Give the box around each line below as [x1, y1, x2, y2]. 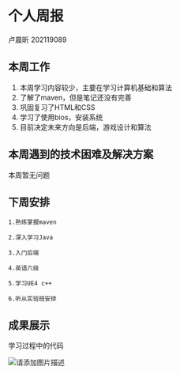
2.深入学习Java [8, 234, 54, 242]
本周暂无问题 [8, 170, 50, 179]
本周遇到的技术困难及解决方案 [8, 148, 154, 161]
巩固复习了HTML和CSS [19, 102, 96, 111]
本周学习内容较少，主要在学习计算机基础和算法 [19, 82, 172, 92]
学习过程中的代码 [8, 341, 64, 350]
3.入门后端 [8, 249, 39, 257]
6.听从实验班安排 [8, 295, 57, 303]
